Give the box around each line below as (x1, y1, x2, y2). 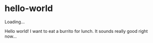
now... (4, 33, 17, 39)
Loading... (4, 19, 25, 25)
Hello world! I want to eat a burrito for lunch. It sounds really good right (4, 28, 148, 34)
